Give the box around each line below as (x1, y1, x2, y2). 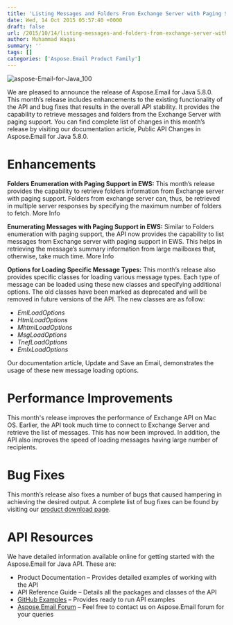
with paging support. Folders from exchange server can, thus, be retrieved (7, 194, 221, 202)
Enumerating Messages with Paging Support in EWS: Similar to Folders (7, 222, 214, 231)
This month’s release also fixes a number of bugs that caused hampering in (7, 490, 222, 499)
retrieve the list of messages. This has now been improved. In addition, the (7, 428, 221, 436)
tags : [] (7, 49, 33, 56)
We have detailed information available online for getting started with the (7, 552, 215, 560)
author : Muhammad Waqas (7, 36, 76, 43)
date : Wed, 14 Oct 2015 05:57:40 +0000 (7, 17, 123, 24)
